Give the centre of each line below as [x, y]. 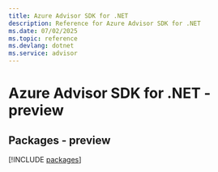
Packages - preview [60, 140]
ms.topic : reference [43, 38]
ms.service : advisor [43, 53]
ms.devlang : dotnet [41, 46]
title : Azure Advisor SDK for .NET [68, 16]
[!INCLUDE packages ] [45, 159]
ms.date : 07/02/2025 [43, 31]
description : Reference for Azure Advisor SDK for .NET [105, 23]
